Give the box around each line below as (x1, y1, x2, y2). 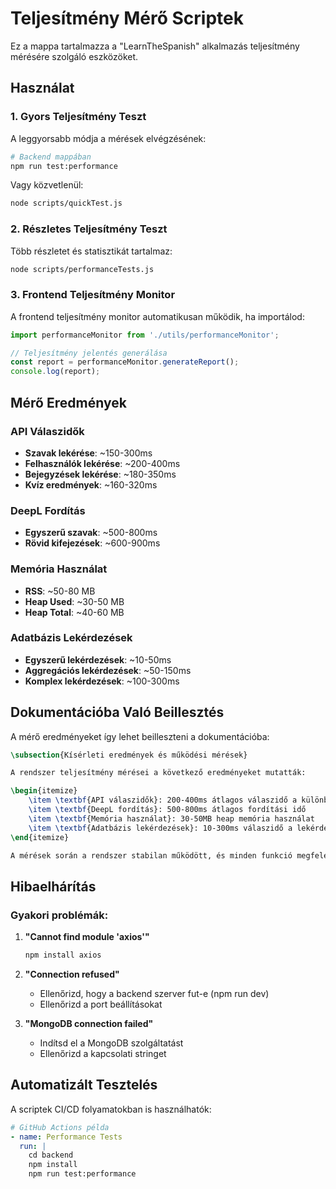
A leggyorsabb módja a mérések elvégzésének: (10, 132, 207, 144)
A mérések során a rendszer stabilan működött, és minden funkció (10, 850, 293, 861)
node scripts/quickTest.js (10, 198, 123, 209)
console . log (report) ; (10, 367, 101, 377)
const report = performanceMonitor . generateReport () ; (10, 357, 240, 367)
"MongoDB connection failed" (24, 1018, 154, 1030)
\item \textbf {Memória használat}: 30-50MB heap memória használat (28, 813, 315, 824)
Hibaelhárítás (10, 878, 97, 895)
